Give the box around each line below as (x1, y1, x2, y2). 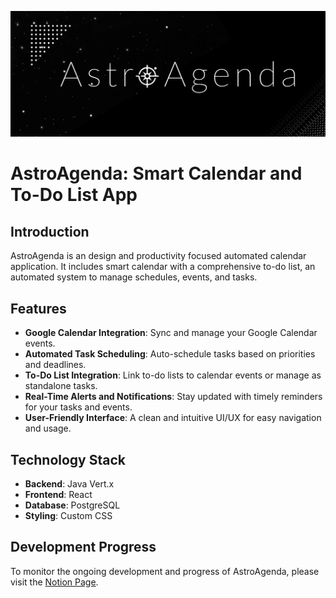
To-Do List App (10, 184, 138, 206)
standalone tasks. (24, 380, 98, 392)
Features (10, 300, 67, 317)
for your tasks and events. (24, 401, 133, 413)
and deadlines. (24, 359, 87, 371)
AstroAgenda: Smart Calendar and (10, 162, 303, 185)
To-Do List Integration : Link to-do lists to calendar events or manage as (24, 369, 322, 381)
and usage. (24, 422, 72, 435)
